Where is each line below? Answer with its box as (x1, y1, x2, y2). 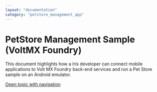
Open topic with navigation (5, 81, 61, 87)
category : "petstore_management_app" (5, 12, 84, 17)
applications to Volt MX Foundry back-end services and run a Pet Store (5, 66, 152, 72)
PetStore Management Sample (5, 34, 135, 45)
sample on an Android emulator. (5, 71, 71, 78)
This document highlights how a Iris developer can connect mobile (5, 61, 143, 67)
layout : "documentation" (5, 7, 57, 13)
